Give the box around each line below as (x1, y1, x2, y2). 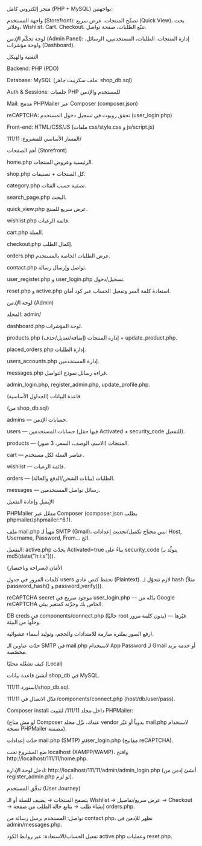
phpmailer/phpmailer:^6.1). (7, 516, 72, 523)
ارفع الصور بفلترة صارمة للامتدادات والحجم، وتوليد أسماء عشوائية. (7, 630, 154, 637)
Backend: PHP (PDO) (7, 65, 59, 72)
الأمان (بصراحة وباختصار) (7, 564, 63, 571)
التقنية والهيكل (7, 53, 39, 60)
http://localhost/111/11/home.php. (7, 755, 88, 762)
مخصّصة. (7, 648, 27, 655)
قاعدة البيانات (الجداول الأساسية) (7, 393, 81, 399)
